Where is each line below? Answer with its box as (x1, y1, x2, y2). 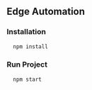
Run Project (6, 60, 47, 69)
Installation (6, 27, 47, 37)
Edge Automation (6, 6, 86, 18)
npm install (13, 43, 49, 50)
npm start (13, 76, 42, 83)
